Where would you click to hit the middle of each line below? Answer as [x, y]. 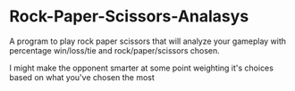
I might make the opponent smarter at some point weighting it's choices [142, 68]
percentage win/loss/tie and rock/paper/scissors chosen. [115, 50]
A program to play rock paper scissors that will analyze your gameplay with [148, 41]
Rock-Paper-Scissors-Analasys [129, 17]
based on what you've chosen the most [82, 77]
